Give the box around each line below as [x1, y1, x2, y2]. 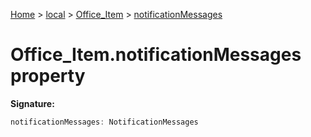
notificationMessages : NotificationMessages [10, 117, 199, 127]
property [10, 65, 86, 88]
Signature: [10, 97, 55, 109]
